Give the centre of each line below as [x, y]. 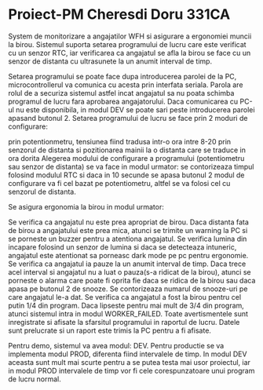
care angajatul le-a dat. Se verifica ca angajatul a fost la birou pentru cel [125, 297]
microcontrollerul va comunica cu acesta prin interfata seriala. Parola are [126, 85]
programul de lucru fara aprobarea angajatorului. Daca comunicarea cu [123, 101]
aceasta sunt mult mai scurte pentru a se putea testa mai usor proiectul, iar [130, 362]
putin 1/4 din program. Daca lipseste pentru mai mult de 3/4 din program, [126, 305]
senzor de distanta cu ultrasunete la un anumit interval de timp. [110, 61]
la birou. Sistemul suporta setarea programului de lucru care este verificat [127, 44]
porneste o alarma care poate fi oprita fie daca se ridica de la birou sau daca [132, 280]
